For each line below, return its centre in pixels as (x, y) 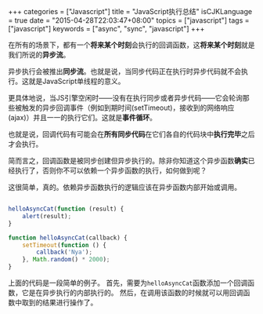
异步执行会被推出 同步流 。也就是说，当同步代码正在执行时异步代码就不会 (124, 71)
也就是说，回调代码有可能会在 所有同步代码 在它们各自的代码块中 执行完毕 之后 (131, 134)
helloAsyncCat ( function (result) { (66, 209)
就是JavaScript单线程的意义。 (77, 81)
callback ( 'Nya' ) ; (64, 252)
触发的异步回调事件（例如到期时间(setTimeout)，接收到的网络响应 (128, 108)
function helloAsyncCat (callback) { (68, 238)
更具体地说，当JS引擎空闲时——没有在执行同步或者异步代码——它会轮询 (125, 98)
